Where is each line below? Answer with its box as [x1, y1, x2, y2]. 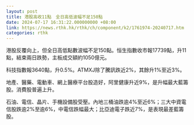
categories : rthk [6, 30, 49, 36]
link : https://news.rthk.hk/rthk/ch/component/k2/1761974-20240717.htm [6, 24, 184, 31]
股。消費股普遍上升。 [6, 86, 57, 93]
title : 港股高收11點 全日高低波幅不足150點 [6, 14, 103, 20]
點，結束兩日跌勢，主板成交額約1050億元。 [6, 54, 110, 61]
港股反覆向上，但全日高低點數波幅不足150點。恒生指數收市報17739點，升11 [6, 47, 187, 54]
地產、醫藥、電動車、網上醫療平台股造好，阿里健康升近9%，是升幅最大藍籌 [6, 79, 189, 86]
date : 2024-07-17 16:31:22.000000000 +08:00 [6, 19, 116, 25]
